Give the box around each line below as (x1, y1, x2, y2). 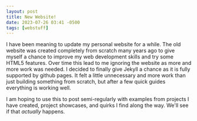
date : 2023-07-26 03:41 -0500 (6, 19, 81, 25)
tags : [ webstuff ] (6, 25, 49, 31)
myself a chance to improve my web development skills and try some (6, 53, 173, 60)
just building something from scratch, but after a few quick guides (6, 78, 166, 85)
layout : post (6, 8, 38, 15)
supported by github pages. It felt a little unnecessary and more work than (6, 72, 186, 79)
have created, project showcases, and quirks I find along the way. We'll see (6, 102, 189, 109)
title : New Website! (6, 14, 57, 20)
